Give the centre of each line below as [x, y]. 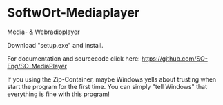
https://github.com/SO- [175, 58]
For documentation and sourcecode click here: [74, 58]
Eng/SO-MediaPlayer [37, 66]
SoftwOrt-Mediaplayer [74, 13]
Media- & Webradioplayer [43, 32]
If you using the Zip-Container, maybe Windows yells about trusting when [112, 79]
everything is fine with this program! [59, 94]
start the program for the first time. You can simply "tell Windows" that [107, 86]
